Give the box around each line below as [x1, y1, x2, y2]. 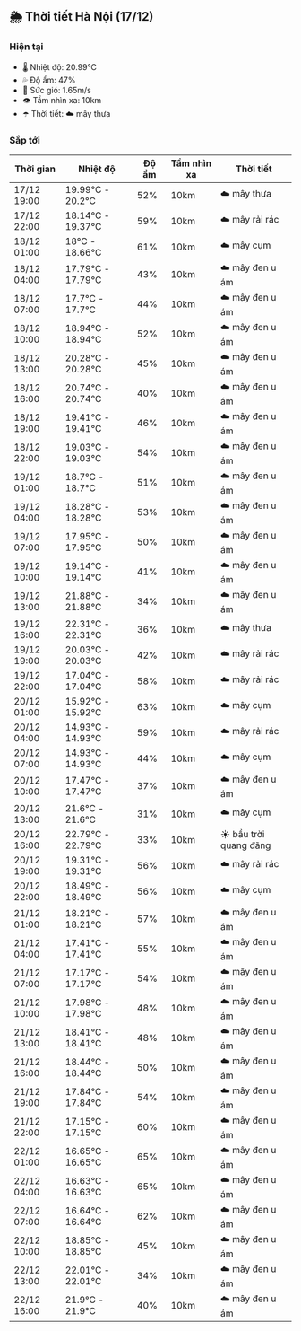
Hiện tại [9, 40, 44, 53]
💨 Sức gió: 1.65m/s [21, 84, 91, 95]
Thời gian [14, 162, 56, 175]
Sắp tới [9, 134, 40, 146]
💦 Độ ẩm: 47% [21, 74, 76, 85]
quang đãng [220, 839, 271, 852]
